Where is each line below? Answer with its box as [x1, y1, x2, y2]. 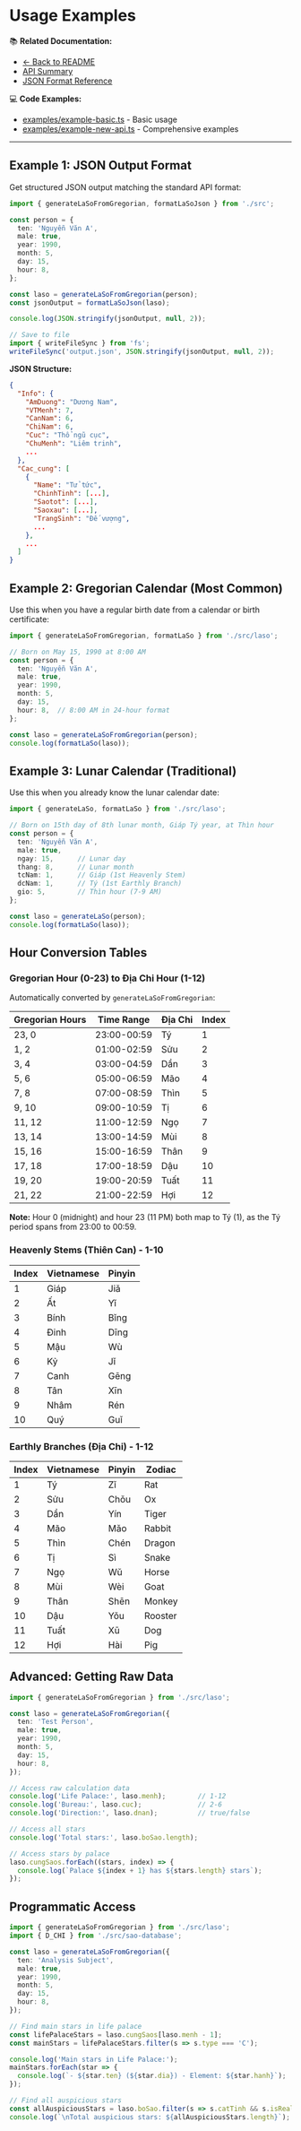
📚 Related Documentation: [9, 35, 113, 46]
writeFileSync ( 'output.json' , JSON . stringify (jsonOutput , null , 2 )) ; [9, 347, 275, 356]
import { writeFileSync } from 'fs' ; [9, 339, 150, 348]
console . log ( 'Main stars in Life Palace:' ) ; [9, 2055, 178, 2064]
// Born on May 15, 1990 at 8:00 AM [9, 647, 146, 656]
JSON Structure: [9, 363, 73, 374]
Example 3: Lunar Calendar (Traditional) [9, 763, 237, 778]
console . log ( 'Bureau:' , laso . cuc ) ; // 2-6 [9, 1800, 222, 1809]
